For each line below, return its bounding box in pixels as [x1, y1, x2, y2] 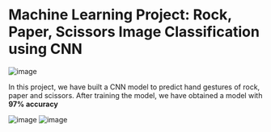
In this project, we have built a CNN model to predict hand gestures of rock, [8, 82, 260, 92]
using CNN [8, 40, 83, 58]
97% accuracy [8, 99, 58, 109]
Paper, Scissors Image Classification [8, 23, 260, 41]
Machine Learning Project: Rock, [8, 6, 232, 24]
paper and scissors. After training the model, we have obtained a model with [8, 90, 263, 100]
